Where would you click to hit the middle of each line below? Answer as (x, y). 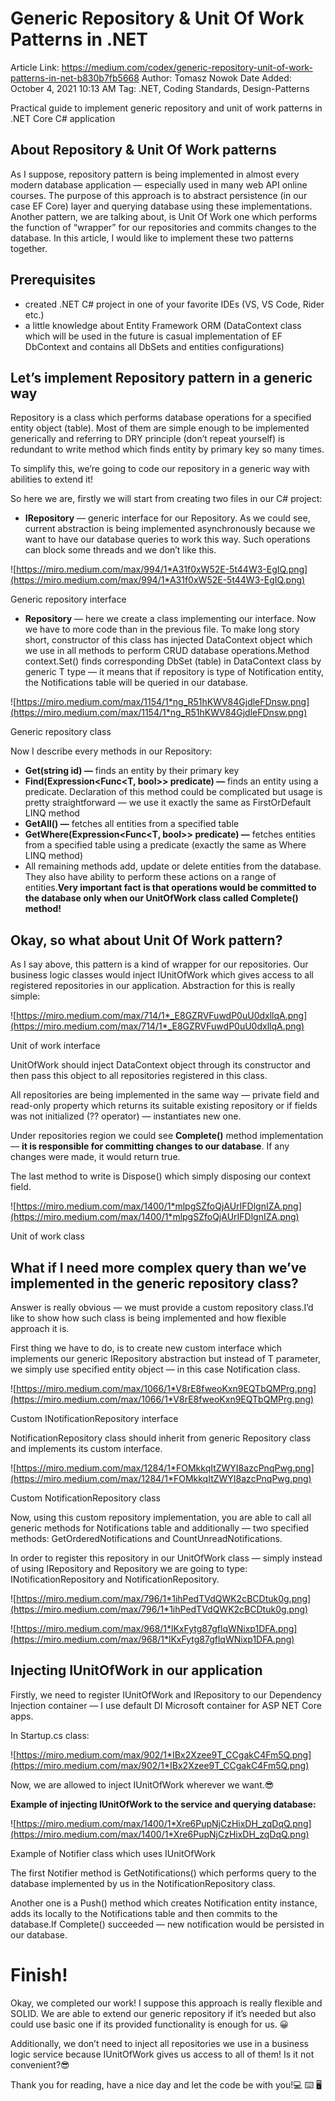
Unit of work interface (55, 1046)
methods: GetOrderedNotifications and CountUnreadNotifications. (146, 1538)
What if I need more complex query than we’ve (158, 1267)
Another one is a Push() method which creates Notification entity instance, (164, 1903)
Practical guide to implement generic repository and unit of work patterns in (166, 108)
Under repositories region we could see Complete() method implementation (167, 1136)
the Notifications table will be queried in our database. (136, 683)
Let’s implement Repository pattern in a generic (161, 377)
